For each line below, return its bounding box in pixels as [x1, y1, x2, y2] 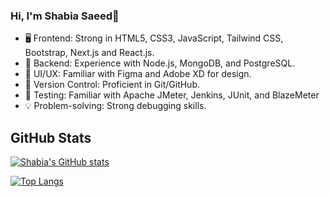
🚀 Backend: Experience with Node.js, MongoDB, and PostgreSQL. [24, 57, 296, 69]
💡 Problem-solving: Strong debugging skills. [24, 100, 207, 112]
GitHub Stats [10, 129, 92, 146]
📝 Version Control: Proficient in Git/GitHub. [24, 79, 201, 91]
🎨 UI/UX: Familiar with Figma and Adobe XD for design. [24, 68, 252, 80]
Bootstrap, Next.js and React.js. [24, 47, 155, 59]
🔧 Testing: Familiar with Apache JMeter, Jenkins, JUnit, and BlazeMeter [24, 89, 320, 101]
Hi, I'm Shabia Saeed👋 [10, 9, 120, 23]
